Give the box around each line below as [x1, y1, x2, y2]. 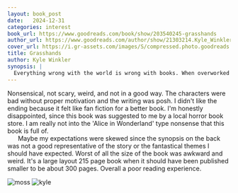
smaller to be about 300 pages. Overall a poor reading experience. [7, 164, 202, 172]
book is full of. [7, 127, 49, 135]
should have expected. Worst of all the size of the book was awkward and [7, 149, 223, 158]
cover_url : [7, 43, 40, 50]
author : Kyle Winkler [7, 57, 72, 64]
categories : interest [7, 23, 72, 30]
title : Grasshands [7, 50, 62, 57]
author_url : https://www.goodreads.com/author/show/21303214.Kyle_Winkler [7, 37, 233, 44]
